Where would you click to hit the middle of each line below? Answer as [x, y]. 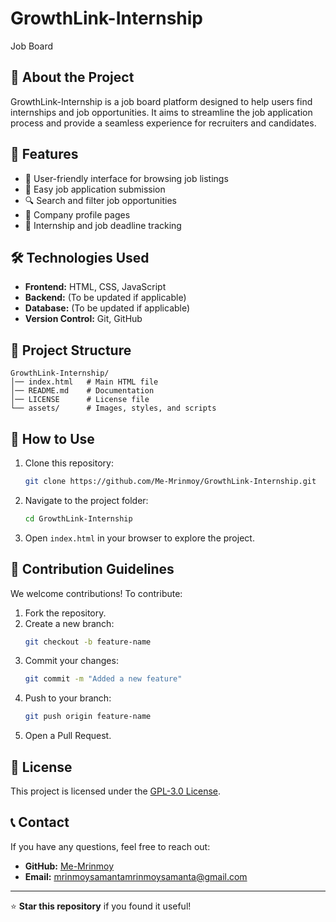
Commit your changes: [71, 661]
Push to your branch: [68, 698]
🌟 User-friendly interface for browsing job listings [126, 178]
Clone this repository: [69, 463]
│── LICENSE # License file [80, 400]
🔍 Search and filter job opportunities [101, 200]
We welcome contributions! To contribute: [96, 593]
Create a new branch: [69, 623]
